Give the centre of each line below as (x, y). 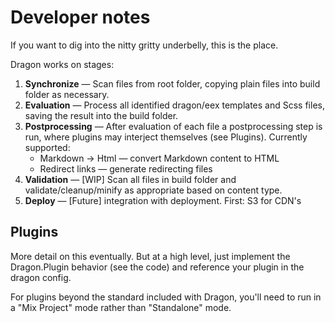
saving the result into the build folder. (101, 115)
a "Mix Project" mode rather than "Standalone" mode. (121, 307)
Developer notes (80, 17)
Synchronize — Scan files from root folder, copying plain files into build (172, 83)
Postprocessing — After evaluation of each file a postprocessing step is (173, 126)
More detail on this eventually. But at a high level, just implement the (150, 256)
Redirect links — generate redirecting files (126, 168)
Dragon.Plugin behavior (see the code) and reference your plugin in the (157, 267)
